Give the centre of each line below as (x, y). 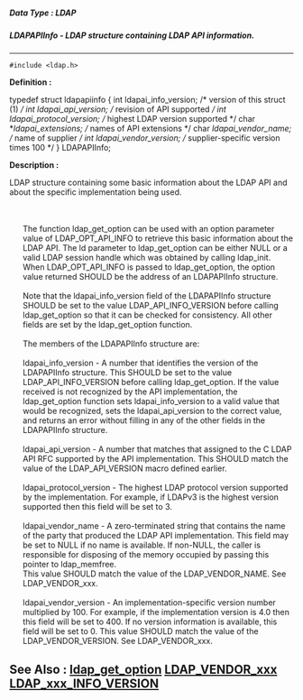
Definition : (31, 82)
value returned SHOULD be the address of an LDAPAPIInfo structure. (150, 277)
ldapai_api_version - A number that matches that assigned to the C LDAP (157, 449)
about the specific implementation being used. (96, 192)
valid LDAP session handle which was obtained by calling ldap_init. (147, 258)
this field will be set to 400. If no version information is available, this (150, 622)
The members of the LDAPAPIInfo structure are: (111, 344)
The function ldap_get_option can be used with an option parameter (148, 229)
